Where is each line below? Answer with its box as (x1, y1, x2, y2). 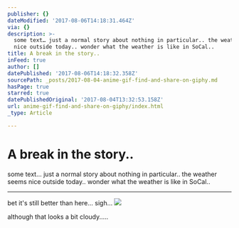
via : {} (7, 23, 31, 31)
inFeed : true (7, 57, 46, 64)
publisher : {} (7, 10, 50, 18)
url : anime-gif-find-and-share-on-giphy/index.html (7, 103, 164, 110)
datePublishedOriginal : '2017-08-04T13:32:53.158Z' (7, 97, 164, 104)
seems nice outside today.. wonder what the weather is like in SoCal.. (7, 177, 211, 185)
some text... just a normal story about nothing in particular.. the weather (7, 170, 217, 178)
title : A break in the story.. (7, 50, 100, 58)
